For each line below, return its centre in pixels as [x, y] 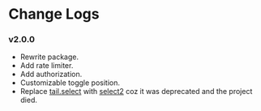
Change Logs [54, 14]
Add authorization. [51, 75]
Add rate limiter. [47, 66]
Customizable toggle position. [70, 83]
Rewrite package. [49, 57]
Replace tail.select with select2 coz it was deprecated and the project [136, 92]
